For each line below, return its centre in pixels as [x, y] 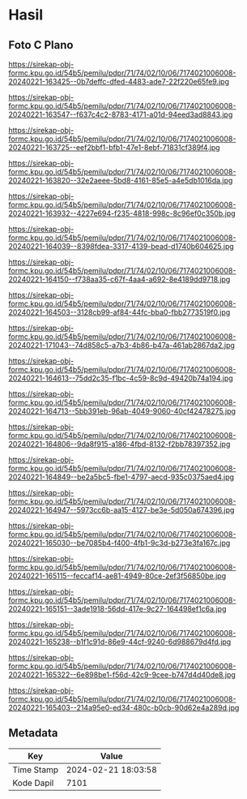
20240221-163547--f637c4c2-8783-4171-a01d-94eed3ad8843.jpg [121, 114]
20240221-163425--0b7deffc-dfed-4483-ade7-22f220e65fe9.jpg [119, 82]
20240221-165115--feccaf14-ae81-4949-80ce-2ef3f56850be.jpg [117, 576]
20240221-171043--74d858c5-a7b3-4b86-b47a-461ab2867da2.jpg [121, 345]
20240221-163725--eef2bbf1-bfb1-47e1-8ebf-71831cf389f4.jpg [114, 147]
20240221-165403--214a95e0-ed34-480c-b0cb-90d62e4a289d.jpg [124, 708]
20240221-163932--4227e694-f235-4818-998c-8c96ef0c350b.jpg [122, 213]
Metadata [33, 733]
